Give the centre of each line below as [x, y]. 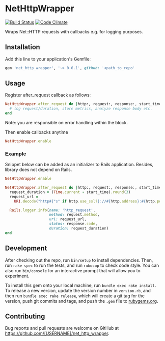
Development [26, 248]
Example [16, 154]
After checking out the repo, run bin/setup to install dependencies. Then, [79, 260]
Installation [23, 47]
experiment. [17, 276]
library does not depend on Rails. [39, 170]
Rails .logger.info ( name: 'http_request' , [53, 210]
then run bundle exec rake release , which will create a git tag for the [75, 296]
